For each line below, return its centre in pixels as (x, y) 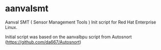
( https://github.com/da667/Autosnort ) (43, 42)
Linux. (11, 27)
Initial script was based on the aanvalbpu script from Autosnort (69, 37)
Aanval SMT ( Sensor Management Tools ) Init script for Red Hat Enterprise (81, 22)
